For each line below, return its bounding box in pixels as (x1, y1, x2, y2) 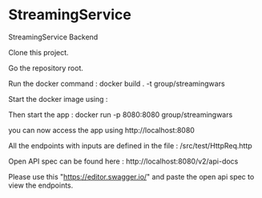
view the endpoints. (8, 180, 74, 190)
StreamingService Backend (8, 32, 99, 42)
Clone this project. (8, 47, 70, 57)
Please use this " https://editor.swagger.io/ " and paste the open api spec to (8, 172, 255, 181)
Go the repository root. (8, 63, 84, 73)
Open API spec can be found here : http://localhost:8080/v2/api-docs (8, 156, 239, 166)
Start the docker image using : (8, 94, 108, 103)
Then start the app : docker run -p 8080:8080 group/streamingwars (8, 110, 233, 119)
